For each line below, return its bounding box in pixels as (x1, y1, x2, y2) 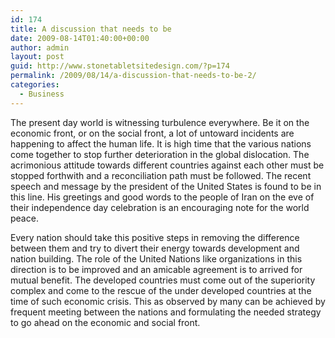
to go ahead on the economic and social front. (10, 316, 201, 328)
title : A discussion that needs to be (10, 24, 172, 34)
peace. (10, 212, 39, 224)
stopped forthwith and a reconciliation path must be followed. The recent (10, 169, 312, 181)
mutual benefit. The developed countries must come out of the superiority (10, 274, 316, 286)
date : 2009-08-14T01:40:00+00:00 (10, 33, 150, 43)
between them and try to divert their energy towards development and (10, 242, 300, 254)
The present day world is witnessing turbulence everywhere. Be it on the (10, 116, 310, 128)
